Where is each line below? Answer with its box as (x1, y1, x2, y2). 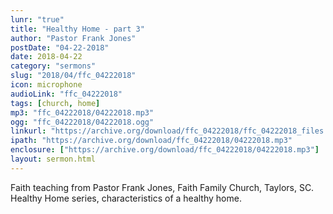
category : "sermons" (10, 61, 97, 71)
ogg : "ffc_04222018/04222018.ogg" (10, 117, 155, 127)
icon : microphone (10, 80, 83, 90)
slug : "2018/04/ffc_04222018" (10, 71, 137, 81)
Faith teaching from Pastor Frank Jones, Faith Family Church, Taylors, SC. (10, 181, 315, 193)
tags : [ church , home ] (10, 98, 101, 108)
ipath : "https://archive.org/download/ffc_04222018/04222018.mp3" (10, 136, 293, 146)
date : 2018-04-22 (10, 52, 83, 62)
